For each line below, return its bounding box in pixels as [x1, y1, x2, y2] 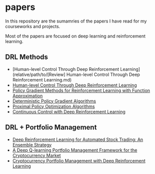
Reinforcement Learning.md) [12, 76, 72, 82]
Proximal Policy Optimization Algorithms [12, 103, 95, 109]
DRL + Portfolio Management [5, 123, 97, 131]
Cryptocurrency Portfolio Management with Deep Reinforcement [12, 157, 146, 163]
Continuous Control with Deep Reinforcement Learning [12, 108, 126, 114]
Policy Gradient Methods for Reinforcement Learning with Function [12, 87, 150, 93]
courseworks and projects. [5, 23, 60, 29]
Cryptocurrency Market [12, 152, 61, 158]
